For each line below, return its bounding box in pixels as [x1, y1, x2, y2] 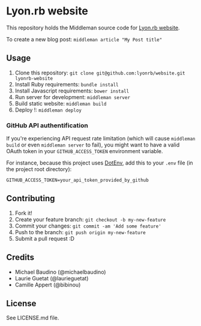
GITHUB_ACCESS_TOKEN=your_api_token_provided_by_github [6, 177, 149, 184]
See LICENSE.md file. [6, 314, 59, 322]
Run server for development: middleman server [14, 93, 131, 100]
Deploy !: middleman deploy [14, 106, 82, 113]
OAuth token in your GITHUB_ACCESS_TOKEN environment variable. [6, 148, 163, 155]
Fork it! [14, 209, 33, 217]
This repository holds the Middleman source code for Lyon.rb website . [6, 24, 180, 31]
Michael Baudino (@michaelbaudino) [14, 268, 106, 276]
